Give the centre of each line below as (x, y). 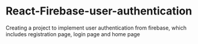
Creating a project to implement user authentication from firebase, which (96, 28)
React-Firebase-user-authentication (99, 11)
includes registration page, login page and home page (73, 34)
